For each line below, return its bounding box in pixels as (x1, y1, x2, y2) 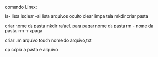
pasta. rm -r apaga (5, 28, 43, 33)
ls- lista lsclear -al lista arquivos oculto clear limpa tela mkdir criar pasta (5, 14, 149, 19)
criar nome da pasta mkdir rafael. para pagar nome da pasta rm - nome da (5, 23, 154, 28)
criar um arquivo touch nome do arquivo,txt (5, 37, 92, 43)
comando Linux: (5, 4, 37, 10)
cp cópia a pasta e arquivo (5, 47, 58, 52)
